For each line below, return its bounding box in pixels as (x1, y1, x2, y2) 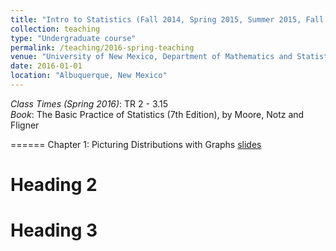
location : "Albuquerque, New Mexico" (10, 71, 168, 81)
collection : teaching (10, 24, 101, 34)
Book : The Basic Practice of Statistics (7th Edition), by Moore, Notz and (10, 108, 305, 120)
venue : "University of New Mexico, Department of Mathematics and (10, 52, 293, 62)
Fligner (10, 119, 40, 131)
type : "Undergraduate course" (10, 33, 137, 43)
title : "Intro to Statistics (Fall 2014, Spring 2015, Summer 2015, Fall (10, 14, 325, 25)
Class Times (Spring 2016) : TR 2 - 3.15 (10, 97, 169, 110)
